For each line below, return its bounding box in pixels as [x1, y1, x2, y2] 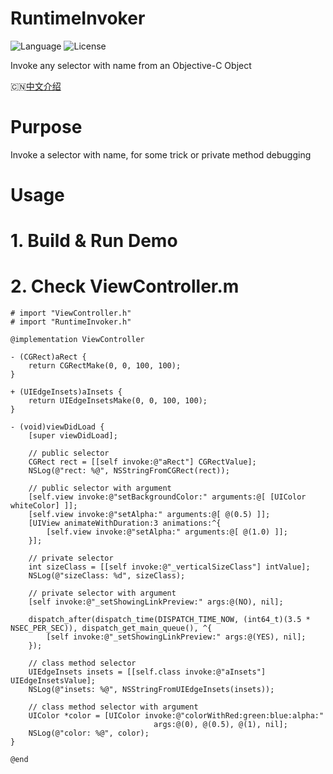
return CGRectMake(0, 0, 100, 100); [28, 361, 182, 371]
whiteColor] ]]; [10, 501, 78, 511]
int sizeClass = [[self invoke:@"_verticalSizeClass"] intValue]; [28, 562, 311, 572]
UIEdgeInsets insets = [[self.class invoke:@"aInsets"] [28, 667, 267, 677]
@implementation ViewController [10, 335, 145, 345]
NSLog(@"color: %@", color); [28, 728, 150, 739]
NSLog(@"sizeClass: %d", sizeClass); [28, 571, 186, 581]
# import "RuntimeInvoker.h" [10, 317, 132, 327]
